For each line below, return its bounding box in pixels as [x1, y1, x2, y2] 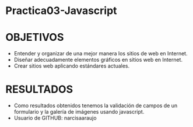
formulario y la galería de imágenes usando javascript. [13, 108, 145, 115]
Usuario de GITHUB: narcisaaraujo [13, 115, 97, 122]
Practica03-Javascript [5, 4, 117, 17]
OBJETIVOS [5, 31, 64, 44]
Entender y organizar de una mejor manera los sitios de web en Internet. [13, 50, 188, 57]
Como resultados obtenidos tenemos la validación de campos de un [13, 102, 178, 109]
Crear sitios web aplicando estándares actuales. [13, 62, 130, 69]
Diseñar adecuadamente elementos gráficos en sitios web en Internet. [13, 57, 183, 63]
